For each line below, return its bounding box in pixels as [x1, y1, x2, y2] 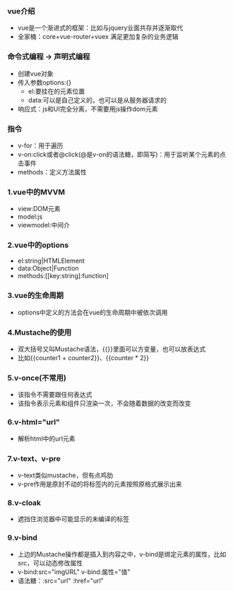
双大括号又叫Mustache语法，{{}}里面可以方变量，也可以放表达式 [17, 345, 206, 354]
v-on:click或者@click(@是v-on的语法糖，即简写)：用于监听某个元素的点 [17, 150, 226, 158]
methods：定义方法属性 [17, 167, 87, 176]
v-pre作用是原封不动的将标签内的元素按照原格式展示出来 [17, 479, 182, 488]
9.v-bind [7, 533, 37, 543]
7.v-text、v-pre [7, 453, 61, 463]
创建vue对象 [17, 69, 54, 78]
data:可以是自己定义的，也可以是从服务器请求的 [28, 95, 167, 104]
